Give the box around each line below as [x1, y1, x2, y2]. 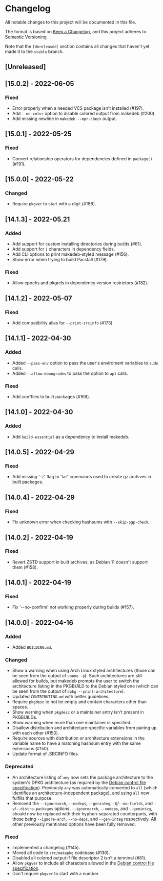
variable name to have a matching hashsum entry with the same [12, 740, 141, 746]
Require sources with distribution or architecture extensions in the [12, 735, 145, 741]
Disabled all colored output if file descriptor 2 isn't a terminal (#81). [12, 855, 147, 861]
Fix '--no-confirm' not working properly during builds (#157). [12, 604, 134, 610]
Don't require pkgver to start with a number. [12, 871, 100, 877]
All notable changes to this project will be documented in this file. [5, 19, 137, 25]
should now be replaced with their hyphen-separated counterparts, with [12, 810, 158, 816]
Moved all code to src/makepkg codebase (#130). [12, 850, 110, 856]
